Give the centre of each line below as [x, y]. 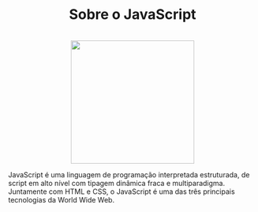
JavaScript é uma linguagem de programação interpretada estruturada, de [129, 174]
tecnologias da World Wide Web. [62, 199]
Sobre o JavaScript [133, 15]
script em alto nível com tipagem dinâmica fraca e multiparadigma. [117, 183]
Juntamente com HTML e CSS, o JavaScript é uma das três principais [122, 192]
